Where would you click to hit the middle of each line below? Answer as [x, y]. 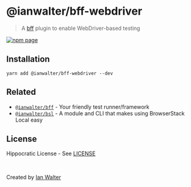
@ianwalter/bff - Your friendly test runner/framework [82, 107]
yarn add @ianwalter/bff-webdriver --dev [60, 73]
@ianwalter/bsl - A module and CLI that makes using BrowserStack [100, 113]
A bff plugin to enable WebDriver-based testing [81, 28]
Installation [28, 59]
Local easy [29, 120]
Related [21, 92]
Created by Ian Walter [34, 177]
